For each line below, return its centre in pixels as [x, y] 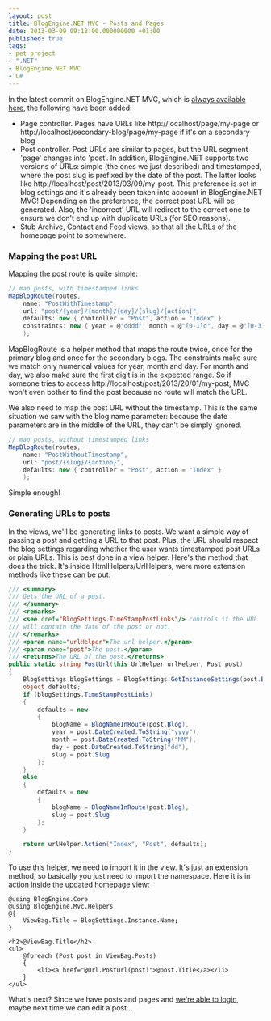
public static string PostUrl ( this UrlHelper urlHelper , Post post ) [126, 664]
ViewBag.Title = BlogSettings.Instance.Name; [101, 921]
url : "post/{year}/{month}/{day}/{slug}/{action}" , [111, 311]
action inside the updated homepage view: [79, 885]
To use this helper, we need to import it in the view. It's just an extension [128, 867]
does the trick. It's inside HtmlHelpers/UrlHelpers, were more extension [127, 566]
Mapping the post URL [53, 256]
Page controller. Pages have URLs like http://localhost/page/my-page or [140, 123]
